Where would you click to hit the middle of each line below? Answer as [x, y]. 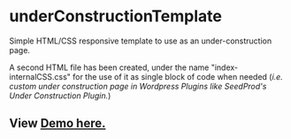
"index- [225, 67]
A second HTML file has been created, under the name [109, 67]
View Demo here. [57, 124]
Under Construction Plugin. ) [60, 96]
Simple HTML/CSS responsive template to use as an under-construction [141, 41]
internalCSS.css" [40, 76]
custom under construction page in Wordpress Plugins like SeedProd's [138, 86]
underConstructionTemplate [116, 16]
